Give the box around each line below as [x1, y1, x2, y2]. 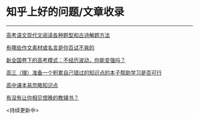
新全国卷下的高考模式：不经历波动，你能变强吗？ [6, 57, 126, 64]
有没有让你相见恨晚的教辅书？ [6, 94, 79, 101]
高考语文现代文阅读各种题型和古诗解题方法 [6, 31, 110, 38]
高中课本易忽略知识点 [6, 81, 58, 88]
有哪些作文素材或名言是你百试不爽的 [6, 44, 95, 51]
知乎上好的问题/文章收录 [6, 5, 124, 19]
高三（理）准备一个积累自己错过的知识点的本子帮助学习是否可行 [6, 69, 162, 76]
